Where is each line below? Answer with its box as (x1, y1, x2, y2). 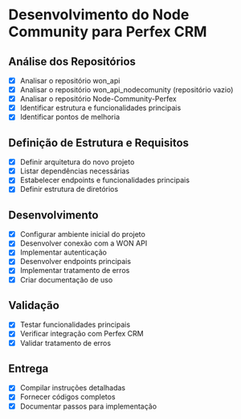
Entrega (8, 361, 49, 375)
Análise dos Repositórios (8, 55, 137, 68)
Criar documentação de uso (19, 275, 113, 284)
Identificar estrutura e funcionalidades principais (19, 103, 182, 113)
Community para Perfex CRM (8, 22, 207, 41)
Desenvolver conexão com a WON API (19, 238, 148, 248)
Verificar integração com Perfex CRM (19, 329, 144, 339)
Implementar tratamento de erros (19, 266, 130, 275)
